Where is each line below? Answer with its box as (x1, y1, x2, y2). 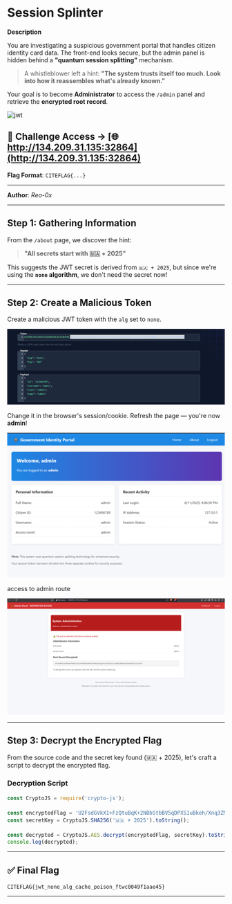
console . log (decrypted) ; (7, 839, 79, 846)
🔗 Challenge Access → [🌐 (7, 131, 119, 143)
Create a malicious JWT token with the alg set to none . (7, 315, 162, 323)
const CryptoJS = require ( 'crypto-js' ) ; (7, 795, 126, 802)
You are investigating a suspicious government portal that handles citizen (7, 41, 216, 49)
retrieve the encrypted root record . (7, 97, 108, 105)
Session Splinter (7, 5, 104, 21)
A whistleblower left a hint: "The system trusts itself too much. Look (23, 69, 221, 78)
